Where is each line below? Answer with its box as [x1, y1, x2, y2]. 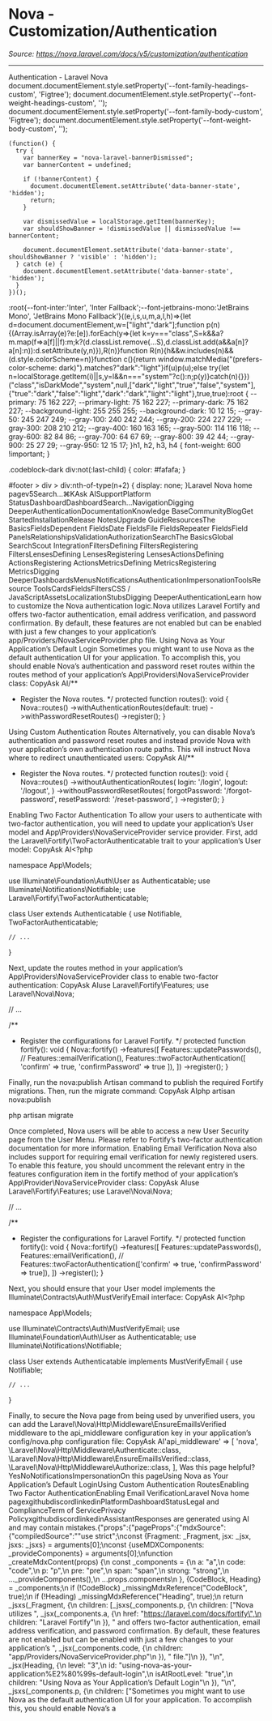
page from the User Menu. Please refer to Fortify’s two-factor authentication [8, 1134, 263, 1144]
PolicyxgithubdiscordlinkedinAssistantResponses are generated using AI [8, 1514, 249, 1523]
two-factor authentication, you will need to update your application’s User [8, 818, 253, 828]
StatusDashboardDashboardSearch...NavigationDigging [8, 498, 194, 507]
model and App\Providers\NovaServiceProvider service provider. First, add [8, 827, 257, 837]
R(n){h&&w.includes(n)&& [149, 345, 234, 355]
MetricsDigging [8, 566, 60, 576]
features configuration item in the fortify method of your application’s [8, 1168, 239, 1179]
